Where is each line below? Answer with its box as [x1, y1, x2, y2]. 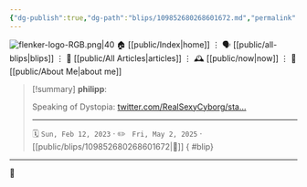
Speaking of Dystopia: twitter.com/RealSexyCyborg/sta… [31, 101, 247, 112]
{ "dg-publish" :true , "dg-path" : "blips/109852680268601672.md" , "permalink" [9, 13, 297, 23]
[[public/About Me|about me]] [9, 66, 122, 77]
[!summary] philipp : [31, 83, 108, 94]
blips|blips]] [9, 52, 55, 64]
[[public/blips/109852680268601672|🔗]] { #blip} [31, 140, 215, 151]
